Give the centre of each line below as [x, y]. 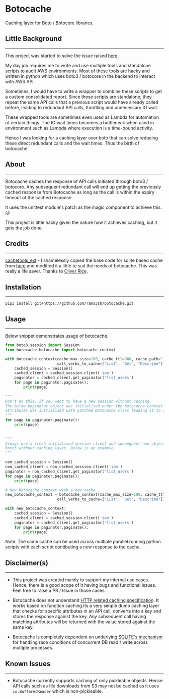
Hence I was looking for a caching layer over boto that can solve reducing [82, 137]
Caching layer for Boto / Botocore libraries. [50, 23]
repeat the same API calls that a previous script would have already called [82, 102]
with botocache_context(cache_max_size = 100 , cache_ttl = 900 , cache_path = [83, 359]
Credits [17, 243]
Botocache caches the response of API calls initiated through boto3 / [77, 181]
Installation [23, 287]
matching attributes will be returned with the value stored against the [84, 622]
